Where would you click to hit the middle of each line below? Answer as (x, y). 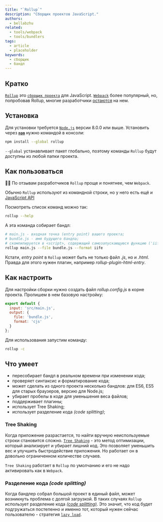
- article (19, 46)
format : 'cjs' (28, 322)
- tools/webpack (26, 32)
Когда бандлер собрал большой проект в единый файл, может (70, 494)
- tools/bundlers (27, 37)
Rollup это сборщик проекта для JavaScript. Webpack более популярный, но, (81, 95)
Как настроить (29, 278)
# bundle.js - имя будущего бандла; (42, 239)
